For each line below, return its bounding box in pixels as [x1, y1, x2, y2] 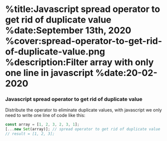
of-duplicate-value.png [5, 46, 105, 57]
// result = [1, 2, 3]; [5, 131, 55, 136]
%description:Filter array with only [5, 56, 154, 68]
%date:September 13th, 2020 [5, 25, 131, 36]
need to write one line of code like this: [5, 112, 86, 118]
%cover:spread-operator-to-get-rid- [5, 35, 162, 47]
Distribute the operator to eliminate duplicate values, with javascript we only [5, 107, 162, 113]
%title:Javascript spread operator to [5, 3, 160, 15]
